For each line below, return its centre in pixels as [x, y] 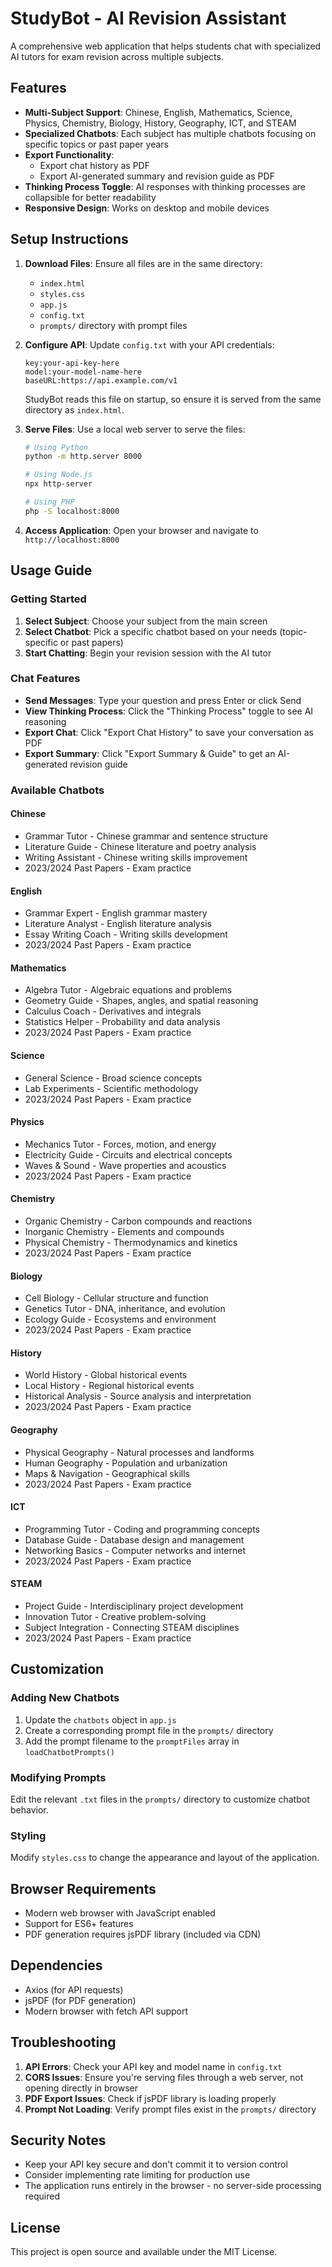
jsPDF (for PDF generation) [80, 2000]
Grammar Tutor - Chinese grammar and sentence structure [146, 836]
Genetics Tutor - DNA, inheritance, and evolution [125, 1309]
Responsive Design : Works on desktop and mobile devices [147, 208]
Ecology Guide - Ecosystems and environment [120, 1319]
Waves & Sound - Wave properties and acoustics [125, 1165]
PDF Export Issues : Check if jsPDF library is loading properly [150, 2098]
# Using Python [56, 447]
